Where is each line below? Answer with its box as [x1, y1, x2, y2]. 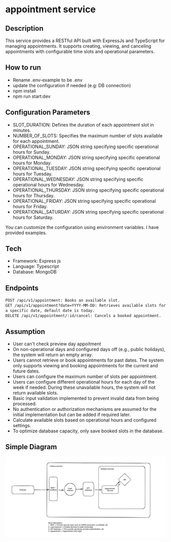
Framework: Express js [12, 258, 61, 264]
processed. [12, 401, 37, 407]
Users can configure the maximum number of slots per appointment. [12, 373, 158, 380]
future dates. [12, 368, 40, 374]
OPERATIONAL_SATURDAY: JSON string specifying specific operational [12, 209, 164, 215]
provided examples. [5, 230, 47, 236]
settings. [12, 423, 32, 429]
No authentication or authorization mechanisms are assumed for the [12, 406, 157, 412]
